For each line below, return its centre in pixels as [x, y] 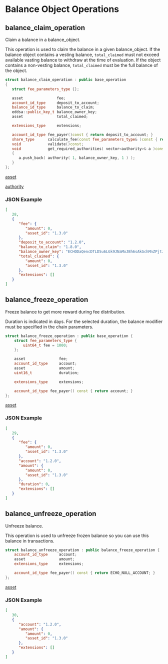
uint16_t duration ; [47, 373]
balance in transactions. [30, 540]
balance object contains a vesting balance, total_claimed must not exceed [82, 54]
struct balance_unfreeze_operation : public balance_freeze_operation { [82, 550]
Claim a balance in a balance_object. [43, 39]
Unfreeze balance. [24, 525]
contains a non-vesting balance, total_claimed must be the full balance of [82, 65]
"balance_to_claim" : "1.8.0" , [50, 247]
